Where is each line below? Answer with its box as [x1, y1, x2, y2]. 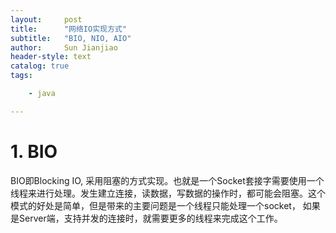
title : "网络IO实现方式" [10, 24, 127, 34]
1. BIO [10, 140, 58, 163]
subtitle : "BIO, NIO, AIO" [10, 33, 132, 43]
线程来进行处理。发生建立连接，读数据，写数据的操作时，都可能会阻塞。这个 [10, 187, 326, 199]
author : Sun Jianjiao [10, 42, 118, 53]
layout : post [10, 14, 83, 25]
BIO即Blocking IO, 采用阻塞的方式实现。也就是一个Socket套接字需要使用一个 [10, 174, 325, 186]
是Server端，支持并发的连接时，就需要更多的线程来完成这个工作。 [10, 212, 283, 224]
